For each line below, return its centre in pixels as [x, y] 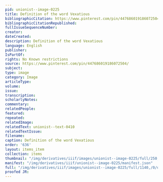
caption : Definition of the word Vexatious [50, 141]
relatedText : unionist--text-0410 [40, 127]
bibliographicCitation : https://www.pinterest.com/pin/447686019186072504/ [83, 18]
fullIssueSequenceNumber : [31, 28]
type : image [17, 73]
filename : [15, 136]
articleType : [18, 82]
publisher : [16, 50]
